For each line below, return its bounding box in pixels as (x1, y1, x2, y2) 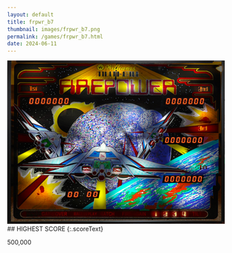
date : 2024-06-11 (7, 40, 57, 48)
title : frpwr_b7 (7, 18, 54, 26)
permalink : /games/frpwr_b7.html (7, 33, 104, 40)
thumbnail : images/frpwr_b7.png (7, 26, 100, 32)
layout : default (7, 11, 54, 18)
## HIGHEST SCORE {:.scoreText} (7, 225, 104, 233)
